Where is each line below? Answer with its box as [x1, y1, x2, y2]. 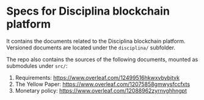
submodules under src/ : [6, 62, 68, 70]
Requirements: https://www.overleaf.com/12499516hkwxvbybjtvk [15, 74, 180, 81]
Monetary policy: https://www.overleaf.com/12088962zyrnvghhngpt [15, 87, 188, 94]
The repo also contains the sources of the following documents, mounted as [6, 55, 199, 63]
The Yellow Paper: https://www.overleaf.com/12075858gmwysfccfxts [15, 80, 191, 88]
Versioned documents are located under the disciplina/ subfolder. [6, 44, 176, 51]
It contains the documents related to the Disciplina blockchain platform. [6, 37, 186, 45]
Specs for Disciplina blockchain [6, 4, 170, 18]
